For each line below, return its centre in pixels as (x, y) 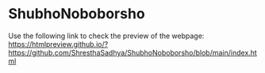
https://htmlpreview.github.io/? (58, 44)
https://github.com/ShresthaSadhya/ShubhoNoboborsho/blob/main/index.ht (133, 52)
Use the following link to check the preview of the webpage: (106, 36)
